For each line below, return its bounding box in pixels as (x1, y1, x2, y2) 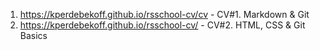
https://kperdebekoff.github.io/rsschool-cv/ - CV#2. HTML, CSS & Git (19, 19, 306, 31)
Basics (19, 30, 48, 41)
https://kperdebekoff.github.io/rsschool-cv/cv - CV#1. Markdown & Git (19, 9, 310, 20)
